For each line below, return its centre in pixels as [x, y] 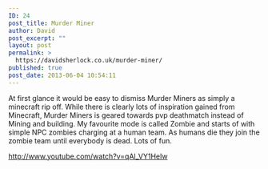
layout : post [30, 46]
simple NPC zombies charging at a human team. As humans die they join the [134, 132]
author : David [32, 30]
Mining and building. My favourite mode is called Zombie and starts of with [132, 123]
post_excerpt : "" [37, 38]
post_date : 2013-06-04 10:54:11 [62, 75]
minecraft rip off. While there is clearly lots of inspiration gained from [122, 107]
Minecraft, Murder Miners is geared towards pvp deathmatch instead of [126, 115]
